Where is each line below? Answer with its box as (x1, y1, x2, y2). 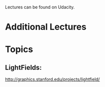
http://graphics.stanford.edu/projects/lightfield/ (5, 76, 100, 83)
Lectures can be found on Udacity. (5, 4, 75, 10)
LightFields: (5, 63, 42, 72)
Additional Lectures (5, 22, 86, 32)
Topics (5, 44, 33, 55)
